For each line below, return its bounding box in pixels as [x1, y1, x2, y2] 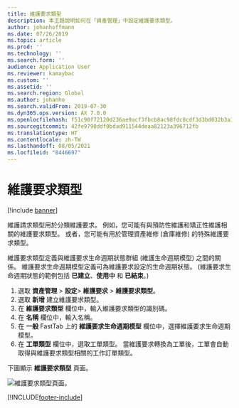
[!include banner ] [7, 205, 58, 214]
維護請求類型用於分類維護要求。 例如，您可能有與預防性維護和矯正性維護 [7, 220, 221, 229]
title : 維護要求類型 [7, 10, 62, 18]
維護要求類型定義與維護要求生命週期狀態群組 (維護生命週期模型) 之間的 [7, 253, 216, 262]
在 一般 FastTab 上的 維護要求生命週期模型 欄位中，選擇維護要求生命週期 [17, 321, 231, 331]
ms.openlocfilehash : [7, 116, 69, 123]
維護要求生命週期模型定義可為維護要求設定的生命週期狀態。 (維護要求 [21, 262, 225, 271]
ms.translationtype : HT [7, 129, 78, 136]
